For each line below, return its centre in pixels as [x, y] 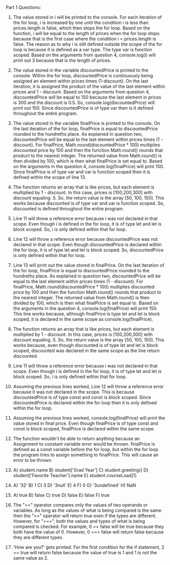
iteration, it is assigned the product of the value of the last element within [89, 86]
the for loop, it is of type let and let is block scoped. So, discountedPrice [88, 250]
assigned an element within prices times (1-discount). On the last [81, 81]
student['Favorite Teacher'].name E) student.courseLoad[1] [75, 475]
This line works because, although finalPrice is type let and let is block [86, 314]
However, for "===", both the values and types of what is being [79, 521]
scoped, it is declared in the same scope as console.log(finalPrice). [83, 319]
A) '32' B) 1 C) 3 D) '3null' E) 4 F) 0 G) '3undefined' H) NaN [74, 485]
